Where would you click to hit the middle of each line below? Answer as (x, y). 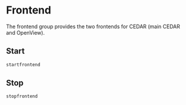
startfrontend (23, 65)
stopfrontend (22, 96)
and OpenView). (25, 32)
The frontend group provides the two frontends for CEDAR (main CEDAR (93, 26)
